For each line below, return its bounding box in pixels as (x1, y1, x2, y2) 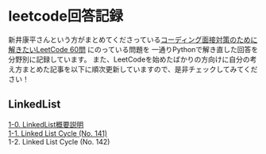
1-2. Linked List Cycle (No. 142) (8, 137, 110, 146)
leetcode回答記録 (8, 7, 123, 25)
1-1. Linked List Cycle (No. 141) (8, 128, 108, 138)
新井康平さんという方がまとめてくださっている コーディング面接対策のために (8, 35, 258, 44)
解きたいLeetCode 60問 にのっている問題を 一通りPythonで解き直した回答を (8, 44, 259, 54)
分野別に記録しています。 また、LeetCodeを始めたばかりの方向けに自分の (8, 54, 250, 64)
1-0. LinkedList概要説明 (8, 119, 84, 129)
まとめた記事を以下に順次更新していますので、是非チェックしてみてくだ (21, 64, 258, 73)
